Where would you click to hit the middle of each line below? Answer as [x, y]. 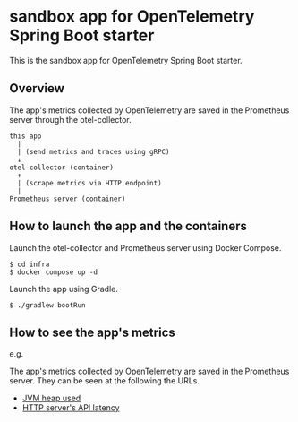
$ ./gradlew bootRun [48, 305]
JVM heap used [51, 398]
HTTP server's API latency [71, 408]
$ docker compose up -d [54, 272]
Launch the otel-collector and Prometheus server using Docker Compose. [145, 247]
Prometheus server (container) [68, 199]
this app [26, 136]
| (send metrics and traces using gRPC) [94, 151]
